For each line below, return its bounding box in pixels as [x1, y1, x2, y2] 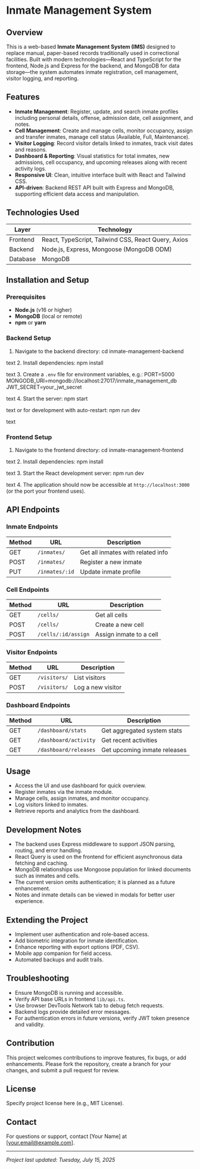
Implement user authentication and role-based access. [14, 930, 149, 938]
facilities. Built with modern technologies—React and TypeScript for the [6, 56, 182, 63]
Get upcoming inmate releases [101, 746, 187, 754]
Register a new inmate [80, 558, 142, 566]
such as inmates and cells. [14, 872, 80, 880]
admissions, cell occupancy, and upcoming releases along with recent [14, 159, 187, 166]
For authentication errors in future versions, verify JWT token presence [14, 1015, 190, 1022]
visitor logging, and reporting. [6, 75, 79, 82]
